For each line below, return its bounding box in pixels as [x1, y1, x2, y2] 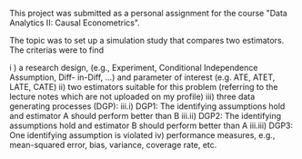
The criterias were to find [9, 45, 105, 55]
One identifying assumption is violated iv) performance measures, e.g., [9, 130, 276, 140]
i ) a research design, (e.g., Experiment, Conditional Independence [9, 63, 258, 73]
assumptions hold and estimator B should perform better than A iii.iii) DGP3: [9, 120, 294, 131]
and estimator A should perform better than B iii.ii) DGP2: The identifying [9, 111, 282, 121]
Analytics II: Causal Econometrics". [9, 17, 141, 28]
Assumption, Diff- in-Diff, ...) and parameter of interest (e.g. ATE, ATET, [9, 72, 276, 83]
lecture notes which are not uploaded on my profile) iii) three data [9, 91, 256, 102]
